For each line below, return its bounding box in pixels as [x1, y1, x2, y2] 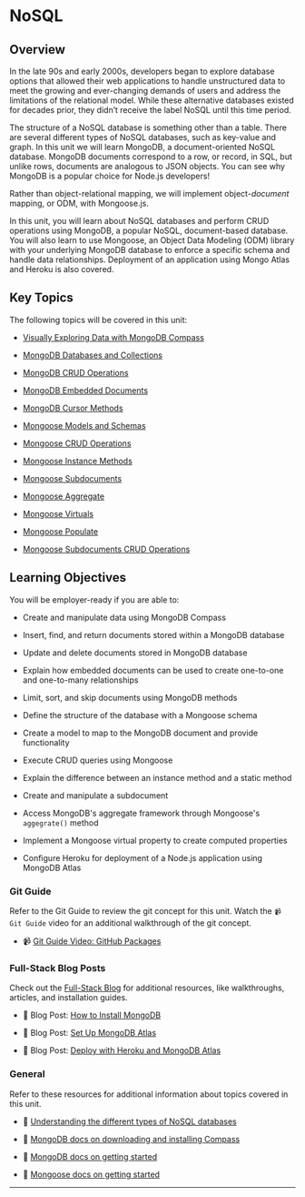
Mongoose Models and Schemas [22, 420, 147, 431]
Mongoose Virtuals [22, 508, 94, 519]
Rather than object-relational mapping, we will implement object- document [9, 188, 290, 198]
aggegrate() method [22, 817, 99, 828]
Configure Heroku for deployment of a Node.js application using [22, 852, 263, 863]
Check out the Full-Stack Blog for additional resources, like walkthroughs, [9, 982, 285, 993]
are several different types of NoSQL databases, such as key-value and [9, 132, 277, 142]
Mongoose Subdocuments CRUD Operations [22, 543, 191, 554]
